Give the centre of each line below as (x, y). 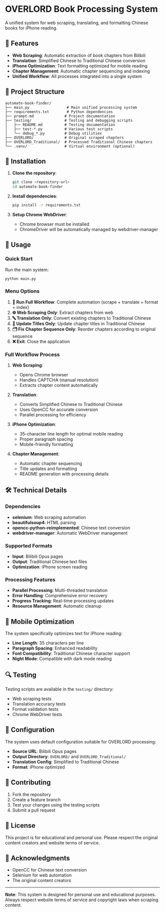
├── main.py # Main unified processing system (71, 107)
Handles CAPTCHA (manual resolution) (59, 380)
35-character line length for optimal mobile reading (71, 434)
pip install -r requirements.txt (46, 205)
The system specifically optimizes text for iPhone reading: (64, 634)
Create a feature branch (36, 800)
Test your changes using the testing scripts (56, 805)
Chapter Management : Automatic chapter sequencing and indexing (81, 71)
